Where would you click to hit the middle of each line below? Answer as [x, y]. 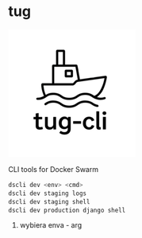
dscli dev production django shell [67, 210]
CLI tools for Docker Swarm [54, 169]
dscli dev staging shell [49, 201]
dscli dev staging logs [48, 193]
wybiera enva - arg [51, 225]
